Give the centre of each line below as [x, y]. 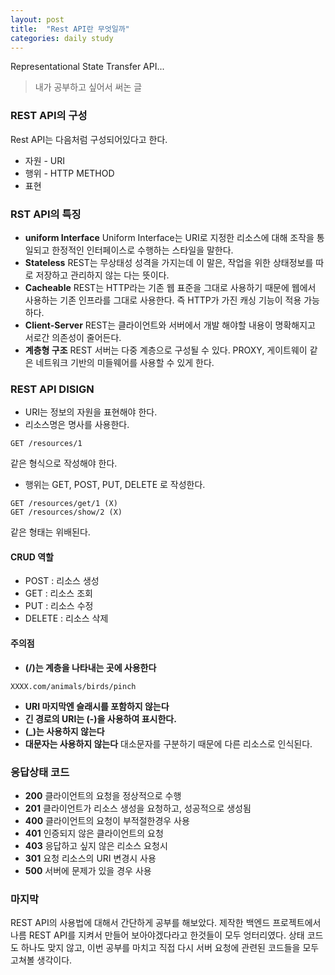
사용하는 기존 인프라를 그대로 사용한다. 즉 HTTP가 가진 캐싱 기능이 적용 [163, 300]
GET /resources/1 [46, 444]
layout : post [37, 19]
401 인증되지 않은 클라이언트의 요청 [94, 833]
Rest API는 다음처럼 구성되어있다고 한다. [89, 139]
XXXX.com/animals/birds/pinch [73, 686]
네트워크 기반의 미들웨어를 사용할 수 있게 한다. [125, 362]
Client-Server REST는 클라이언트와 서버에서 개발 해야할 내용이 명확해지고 [170, 325]
